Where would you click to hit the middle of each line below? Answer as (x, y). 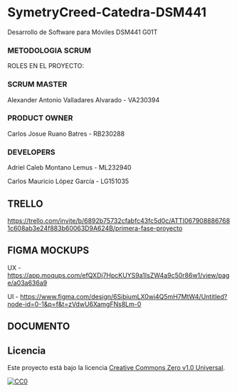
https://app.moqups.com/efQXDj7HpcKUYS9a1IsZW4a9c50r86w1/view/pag (118, 275)
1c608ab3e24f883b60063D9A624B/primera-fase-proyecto (95, 228)
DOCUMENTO (39, 326)
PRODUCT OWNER (40, 118)
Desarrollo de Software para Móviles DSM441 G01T (83, 32)
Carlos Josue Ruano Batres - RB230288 (66, 134)
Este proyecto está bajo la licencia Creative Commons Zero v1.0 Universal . (116, 367)
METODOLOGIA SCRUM (49, 50)
